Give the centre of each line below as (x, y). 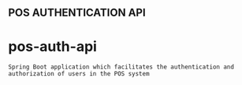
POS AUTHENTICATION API (77, 13)
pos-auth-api (52, 46)
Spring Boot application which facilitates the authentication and (121, 67)
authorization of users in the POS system (79, 74)
